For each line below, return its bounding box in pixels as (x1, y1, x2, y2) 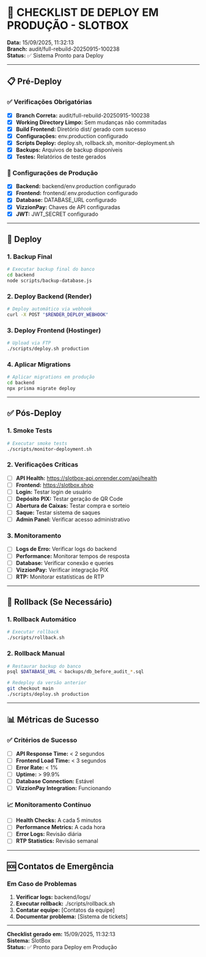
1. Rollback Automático (7, 615, 77, 624)
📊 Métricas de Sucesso (7, 715, 100, 725)
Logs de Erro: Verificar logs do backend (15, 545, 117, 553)
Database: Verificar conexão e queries (15, 559, 114, 566)
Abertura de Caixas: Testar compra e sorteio (15, 501, 130, 509)
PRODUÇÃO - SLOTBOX (7, 18, 129, 32)
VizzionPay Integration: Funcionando (15, 784, 112, 791)
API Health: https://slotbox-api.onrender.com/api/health (15, 474, 158, 482)
